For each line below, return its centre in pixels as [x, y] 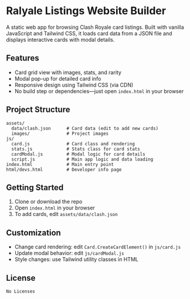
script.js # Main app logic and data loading [82, 159]
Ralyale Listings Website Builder [86, 11]
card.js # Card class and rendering [73, 144]
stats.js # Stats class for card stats [76, 149]
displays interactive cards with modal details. [60, 39]
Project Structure [38, 110]
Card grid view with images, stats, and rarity [68, 72]
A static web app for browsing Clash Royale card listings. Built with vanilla [95, 27]
